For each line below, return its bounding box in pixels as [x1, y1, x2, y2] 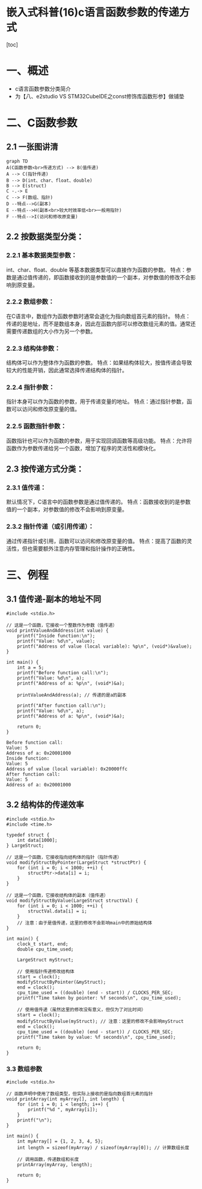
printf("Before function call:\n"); [17, 669, 109, 676]
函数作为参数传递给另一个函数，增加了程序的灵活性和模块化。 [6, 444, 159, 451]
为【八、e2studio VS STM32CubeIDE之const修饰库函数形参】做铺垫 [14, 92, 185, 100]
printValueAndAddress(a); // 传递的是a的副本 [17, 692, 127, 698]
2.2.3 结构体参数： [6, 344, 61, 352]
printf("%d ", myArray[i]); [28, 1106, 98, 1112]
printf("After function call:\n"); [17, 703, 106, 709]
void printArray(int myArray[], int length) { [6, 1096, 125, 1102]
